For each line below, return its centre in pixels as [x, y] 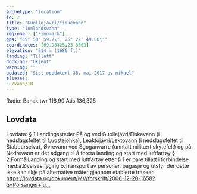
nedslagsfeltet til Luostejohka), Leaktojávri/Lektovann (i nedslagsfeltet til [95, 140]
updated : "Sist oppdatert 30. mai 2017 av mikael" [70, 73]
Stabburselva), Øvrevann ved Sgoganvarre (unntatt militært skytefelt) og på [99, 146]
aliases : [17, 78]
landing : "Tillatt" [30, 56]
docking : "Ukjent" [29, 61]
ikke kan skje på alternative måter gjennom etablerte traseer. [80, 172]
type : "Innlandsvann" [33, 28]
